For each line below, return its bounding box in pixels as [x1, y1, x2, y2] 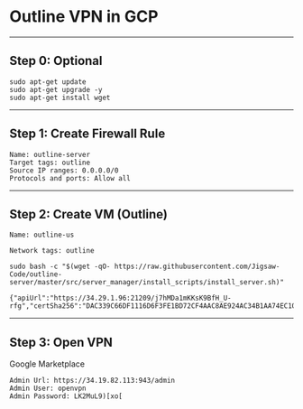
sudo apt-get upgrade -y [9, 85, 103, 94]
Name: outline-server [9, 150, 91, 159]
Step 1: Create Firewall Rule [9, 126, 166, 142]
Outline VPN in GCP [9, 6, 159, 27]
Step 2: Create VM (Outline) [9, 206, 169, 222]
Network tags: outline [9, 246, 95, 256]
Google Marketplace [9, 358, 86, 369]
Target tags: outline [9, 158, 91, 167]
